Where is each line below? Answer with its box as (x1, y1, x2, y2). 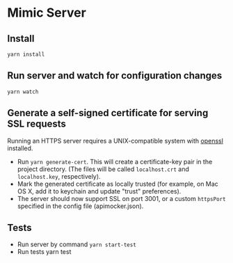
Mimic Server (7, 5, 87, 21)
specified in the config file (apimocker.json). (17, 202, 144, 210)
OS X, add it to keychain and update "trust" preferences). (17, 186, 182, 196)
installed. (7, 144, 33, 152)
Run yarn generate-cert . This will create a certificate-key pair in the (17, 157, 213, 166)
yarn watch (7, 88, 39, 95)
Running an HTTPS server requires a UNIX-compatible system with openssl (7, 136, 224, 145)
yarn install (7, 51, 45, 58)
